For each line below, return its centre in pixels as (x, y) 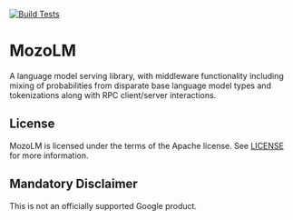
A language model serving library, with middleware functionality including (146, 75)
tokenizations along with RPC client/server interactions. (113, 95)
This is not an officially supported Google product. (103, 205)
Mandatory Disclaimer (73, 184)
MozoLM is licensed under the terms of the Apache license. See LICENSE (146, 145)
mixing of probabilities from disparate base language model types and (141, 85)
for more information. (49, 155)
